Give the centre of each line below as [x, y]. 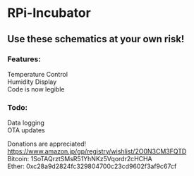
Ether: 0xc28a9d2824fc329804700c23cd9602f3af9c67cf [92, 166]
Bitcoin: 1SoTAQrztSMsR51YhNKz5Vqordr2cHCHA [80, 159]
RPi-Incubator [49, 13]
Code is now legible [36, 89]
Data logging [26, 123]
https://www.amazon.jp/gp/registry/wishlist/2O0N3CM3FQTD [97, 151]
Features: [24, 59]
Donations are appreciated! [47, 144]
